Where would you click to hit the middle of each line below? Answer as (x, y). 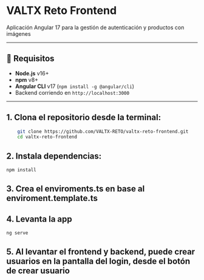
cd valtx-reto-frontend (47, 137)
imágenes (19, 33)
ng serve (17, 233)
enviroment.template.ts (52, 198)
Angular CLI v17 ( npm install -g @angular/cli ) (75, 86)
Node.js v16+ (32, 73)
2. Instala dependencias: (54, 156)
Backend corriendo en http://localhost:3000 (72, 92)
